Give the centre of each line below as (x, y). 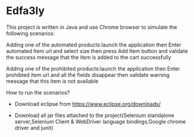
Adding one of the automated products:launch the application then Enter (94, 45)
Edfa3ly (26, 11)
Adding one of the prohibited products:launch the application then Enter (93, 68)
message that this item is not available (52, 81)
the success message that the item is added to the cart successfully (89, 57)
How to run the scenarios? (38, 92)
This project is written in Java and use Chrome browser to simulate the (92, 27)
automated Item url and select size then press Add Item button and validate (97, 51)
